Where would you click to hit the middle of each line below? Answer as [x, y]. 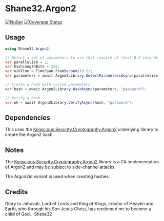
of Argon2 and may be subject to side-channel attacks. [61, 167]
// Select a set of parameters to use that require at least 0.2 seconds [82, 57]
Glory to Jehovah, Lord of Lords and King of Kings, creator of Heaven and [79, 203]
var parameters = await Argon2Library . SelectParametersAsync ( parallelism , [83, 76]
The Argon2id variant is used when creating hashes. [58, 177]
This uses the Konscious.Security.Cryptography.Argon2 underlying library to [82, 130]
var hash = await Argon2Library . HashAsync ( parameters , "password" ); [76, 89]
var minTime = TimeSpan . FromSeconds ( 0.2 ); [49, 71]
